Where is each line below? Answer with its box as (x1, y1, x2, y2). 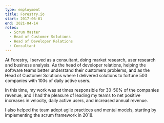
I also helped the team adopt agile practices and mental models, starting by (5, 107, 157, 113)
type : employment (5, 7, 41, 12)
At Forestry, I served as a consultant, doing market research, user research (5, 57, 156, 62)
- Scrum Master (9, 30, 41, 35)
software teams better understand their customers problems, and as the (5, 67, 150, 73)
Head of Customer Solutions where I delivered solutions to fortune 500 (5, 72, 147, 78)
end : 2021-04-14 (5, 20, 38, 26)
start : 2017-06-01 (5, 16, 42, 21)
